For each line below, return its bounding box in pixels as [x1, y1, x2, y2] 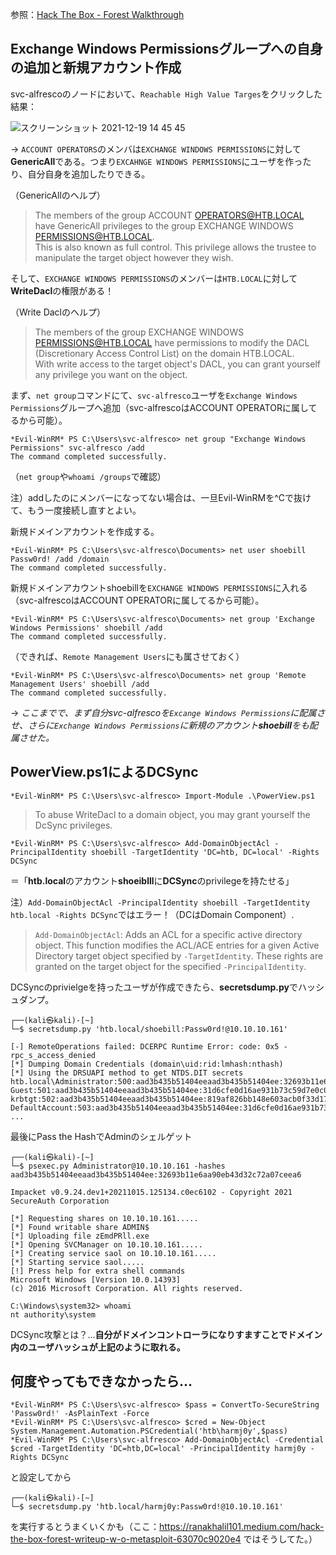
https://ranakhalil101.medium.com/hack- [159, 1521, 325, 1533]
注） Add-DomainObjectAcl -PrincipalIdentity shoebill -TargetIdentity [10, 896, 311, 908]
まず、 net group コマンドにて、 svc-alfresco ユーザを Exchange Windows [10, 389, 298, 401]
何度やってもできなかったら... [10, 1373, 193, 1390]
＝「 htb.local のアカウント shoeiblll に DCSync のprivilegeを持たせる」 [10, 874, 295, 887]
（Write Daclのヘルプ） [10, 306, 107, 318]
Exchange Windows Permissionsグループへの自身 [10, 41, 324, 58]
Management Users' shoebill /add [10, 679, 150, 689]
